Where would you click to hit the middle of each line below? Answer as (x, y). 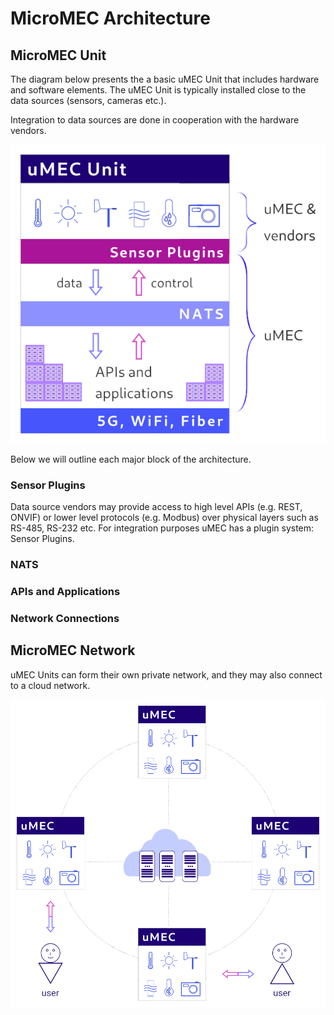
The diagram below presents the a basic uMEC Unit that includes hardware (165, 79)
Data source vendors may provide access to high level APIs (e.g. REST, (156, 506)
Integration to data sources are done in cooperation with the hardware (155, 120)
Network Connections (65, 618)
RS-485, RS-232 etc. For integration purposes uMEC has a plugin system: (162, 528)
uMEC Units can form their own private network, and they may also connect (166, 674)
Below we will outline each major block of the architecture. (131, 459)
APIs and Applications (65, 591)
